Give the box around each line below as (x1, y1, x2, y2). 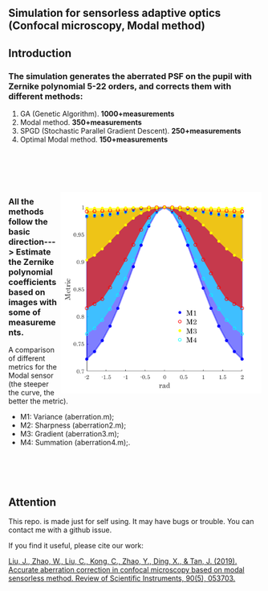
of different (8, 353, 46, 363)
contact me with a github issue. (8, 525, 112, 535)
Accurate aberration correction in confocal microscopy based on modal (8, 565, 245, 575)
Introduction (8, 46, 72, 60)
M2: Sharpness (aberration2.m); (19, 420, 127, 430)
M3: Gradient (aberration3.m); (19, 429, 120, 439)
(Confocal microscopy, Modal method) (8, 19, 206, 33)
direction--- (8, 237, 56, 247)
